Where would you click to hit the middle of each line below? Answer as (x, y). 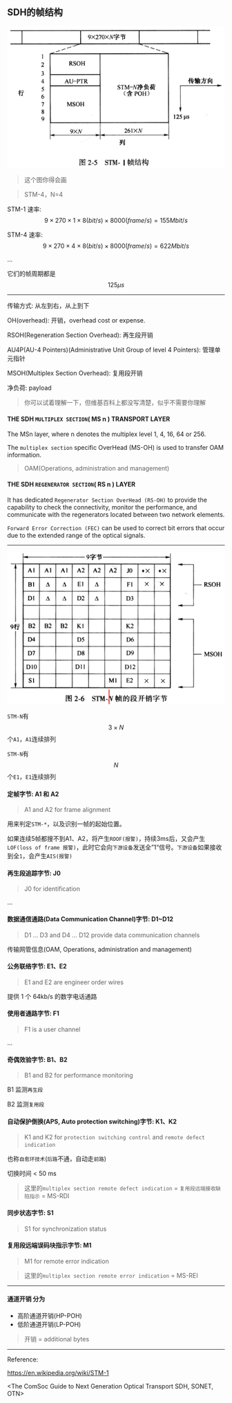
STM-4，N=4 (43, 194)
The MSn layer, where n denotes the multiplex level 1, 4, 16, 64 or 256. (107, 434)
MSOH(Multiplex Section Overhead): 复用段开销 (75, 373)
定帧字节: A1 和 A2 (33, 794)
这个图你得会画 (45, 180)
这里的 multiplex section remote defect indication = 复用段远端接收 (120, 1188)
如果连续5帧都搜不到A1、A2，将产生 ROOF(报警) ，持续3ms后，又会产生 (106, 839)
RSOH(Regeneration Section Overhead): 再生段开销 (80, 335)
